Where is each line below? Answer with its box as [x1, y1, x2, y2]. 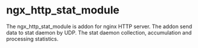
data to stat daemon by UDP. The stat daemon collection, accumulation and [6, 29, 192, 36]
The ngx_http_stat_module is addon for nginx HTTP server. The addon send [6, 23, 193, 30]
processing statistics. [6, 35, 58, 42]
